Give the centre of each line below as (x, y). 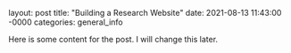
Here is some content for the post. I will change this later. (113, 39)
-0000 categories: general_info (66, 22)
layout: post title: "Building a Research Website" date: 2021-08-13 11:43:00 (145, 13)
